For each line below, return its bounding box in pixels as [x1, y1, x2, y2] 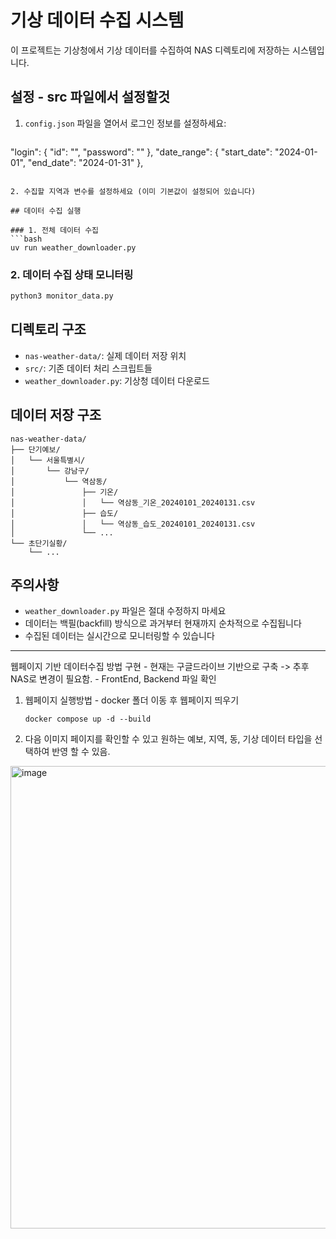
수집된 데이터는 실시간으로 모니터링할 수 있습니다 [24, 630, 215, 642]
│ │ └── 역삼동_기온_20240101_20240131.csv [10, 497, 256, 508]
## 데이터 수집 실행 [10, 206, 82, 216]
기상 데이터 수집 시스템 [10, 9, 185, 32]
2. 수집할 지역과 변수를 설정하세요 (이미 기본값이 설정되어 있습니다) [10, 186, 257, 196]
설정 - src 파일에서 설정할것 [10, 89, 171, 106]
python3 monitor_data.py [10, 291, 114, 301]
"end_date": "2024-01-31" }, [27, 156, 144, 168]
